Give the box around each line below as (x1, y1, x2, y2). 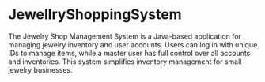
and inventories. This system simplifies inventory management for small (8, 57, 242, 66)
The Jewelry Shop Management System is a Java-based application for (8, 32, 241, 41)
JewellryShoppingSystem (8, 6, 182, 24)
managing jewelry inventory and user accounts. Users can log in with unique (8, 39, 258, 49)
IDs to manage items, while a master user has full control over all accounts (8, 48, 251, 58)
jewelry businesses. (8, 65, 73, 74)
